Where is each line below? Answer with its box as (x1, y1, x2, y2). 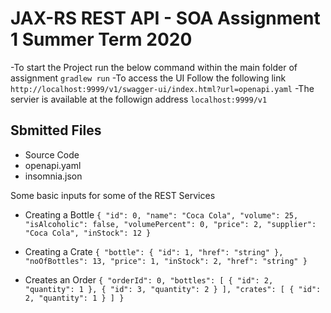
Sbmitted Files (10, 122, 102, 139)
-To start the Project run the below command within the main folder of (10, 61, 298, 73)
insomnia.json (24, 170, 83, 182)
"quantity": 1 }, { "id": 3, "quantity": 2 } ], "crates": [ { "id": (24, 284, 322, 294)
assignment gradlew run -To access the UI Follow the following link (10, 72, 287, 84)
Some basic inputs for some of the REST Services (10, 189, 216, 201)
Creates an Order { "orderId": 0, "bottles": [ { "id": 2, (24, 273, 274, 286)
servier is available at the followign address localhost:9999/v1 (10, 93, 268, 105)
